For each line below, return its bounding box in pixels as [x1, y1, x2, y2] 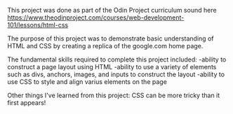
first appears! [7, 99, 46, 107]
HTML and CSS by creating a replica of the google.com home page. [7, 42, 204, 50]
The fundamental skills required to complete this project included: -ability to [7, 55, 227, 64]
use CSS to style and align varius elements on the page [7, 78, 167, 86]
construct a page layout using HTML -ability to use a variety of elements [7, 63, 217, 71]
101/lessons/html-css [7, 21, 69, 29]
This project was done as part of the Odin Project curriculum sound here [7, 6, 217, 14]
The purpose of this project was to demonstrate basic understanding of [7, 34, 214, 43]
